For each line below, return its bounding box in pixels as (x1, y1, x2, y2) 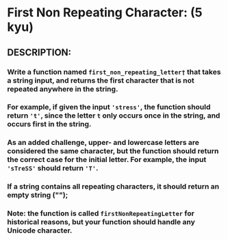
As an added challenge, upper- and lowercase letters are (7, 138, 200, 148)
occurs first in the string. (7, 120, 92, 129)
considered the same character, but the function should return (7, 146, 219, 156)
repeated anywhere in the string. (7, 84, 118, 94)
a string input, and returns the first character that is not (7, 75, 194, 85)
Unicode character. (7, 226, 73, 235)
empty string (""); (7, 190, 68, 200)
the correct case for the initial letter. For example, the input (7, 155, 207, 165)
